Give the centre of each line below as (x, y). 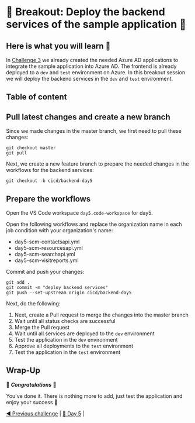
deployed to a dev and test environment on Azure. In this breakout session (96, 72)
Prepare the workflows (48, 199)
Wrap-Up (23, 371)
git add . (18, 283)
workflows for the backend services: (50, 170)
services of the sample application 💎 (96, 24)
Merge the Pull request (42, 328)
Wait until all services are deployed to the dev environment (84, 333)
